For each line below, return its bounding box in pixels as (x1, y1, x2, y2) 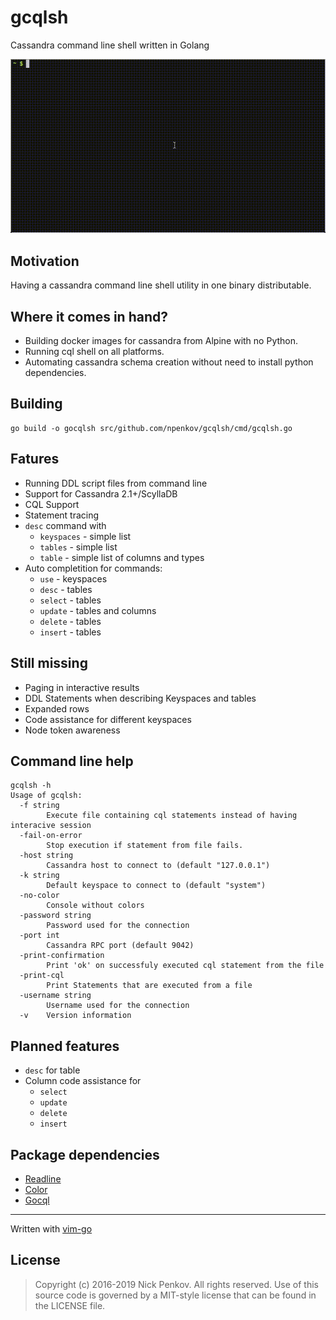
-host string (19, 851, 74, 861)
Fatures (10, 451, 60, 468)
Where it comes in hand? (10, 308, 168, 325)
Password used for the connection (46, 921, 190, 931)
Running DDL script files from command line (24, 477, 208, 489)
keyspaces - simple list (39, 530, 132, 542)
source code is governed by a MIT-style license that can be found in (34, 1289, 317, 1301)
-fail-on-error (19, 831, 83, 841)
